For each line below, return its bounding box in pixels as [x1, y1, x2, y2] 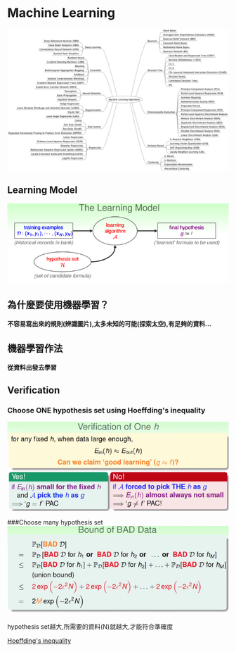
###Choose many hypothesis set [7, 518, 103, 527]
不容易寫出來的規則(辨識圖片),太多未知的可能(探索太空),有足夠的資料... [7, 320, 212, 328]
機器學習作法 [7, 342, 63, 354]
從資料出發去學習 [7, 363, 57, 372]
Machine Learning [7, 5, 116, 21]
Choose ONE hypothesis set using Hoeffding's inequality [7, 405, 206, 415]
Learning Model [7, 184, 78, 196]
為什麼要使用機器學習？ [7, 299, 109, 311]
